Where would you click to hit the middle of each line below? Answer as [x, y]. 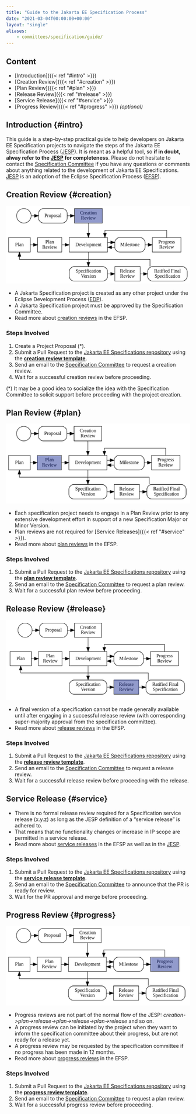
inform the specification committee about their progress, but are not [96, 1033]
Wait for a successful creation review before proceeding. [83, 377]
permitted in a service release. [51, 838]
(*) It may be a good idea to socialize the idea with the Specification [87, 388]
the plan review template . [46, 578]
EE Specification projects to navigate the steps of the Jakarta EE [83, 145]
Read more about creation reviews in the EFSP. [71, 318]
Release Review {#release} [56, 609]
